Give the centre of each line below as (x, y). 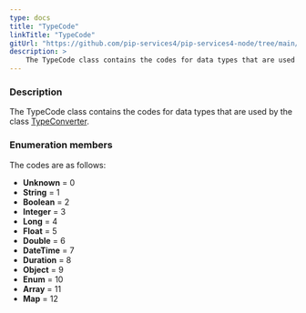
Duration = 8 (47, 259)
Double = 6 (44, 240)
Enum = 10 (43, 279)
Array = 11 (42, 288)
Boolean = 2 (46, 202)
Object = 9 (43, 269)
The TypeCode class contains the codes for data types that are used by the (151, 112)
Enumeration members (61, 145)
